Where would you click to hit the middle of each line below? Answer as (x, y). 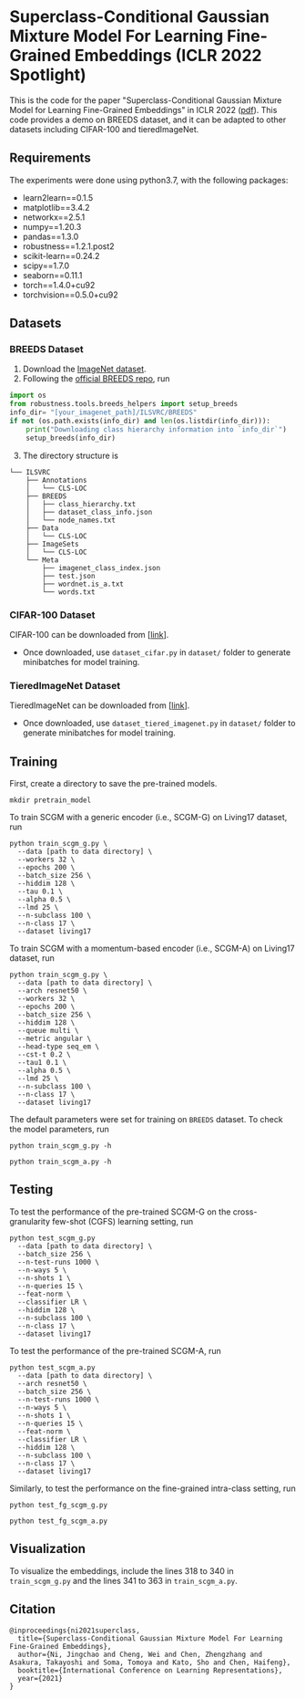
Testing (31, 1189)
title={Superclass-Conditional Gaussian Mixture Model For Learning (150, 1638)
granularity (30, 1221)
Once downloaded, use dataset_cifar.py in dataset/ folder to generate (157, 652)
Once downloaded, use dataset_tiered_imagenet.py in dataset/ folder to (159, 724)
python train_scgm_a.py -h (61, 1162)
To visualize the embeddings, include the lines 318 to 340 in (122, 1570)
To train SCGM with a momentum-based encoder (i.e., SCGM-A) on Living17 (152, 949)
